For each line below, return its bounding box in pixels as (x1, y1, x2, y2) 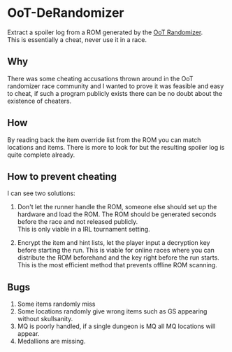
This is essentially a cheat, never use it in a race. (7, 35, 147, 43)
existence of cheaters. (7, 97, 72, 105)
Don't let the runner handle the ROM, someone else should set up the (17, 203, 217, 211)
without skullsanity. (17, 315, 73, 323)
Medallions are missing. (17, 337, 86, 346)
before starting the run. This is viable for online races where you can (17, 246, 215, 255)
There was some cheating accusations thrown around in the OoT (7, 74, 194, 83)
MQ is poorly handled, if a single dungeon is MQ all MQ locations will (17, 322, 216, 330)
